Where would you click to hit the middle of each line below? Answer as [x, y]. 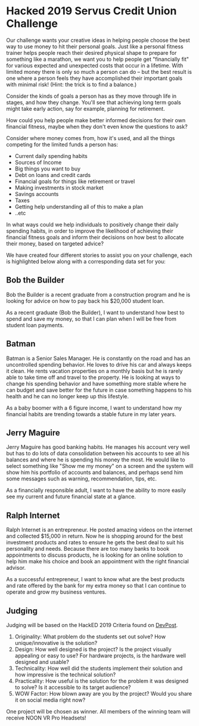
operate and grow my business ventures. [56, 592]
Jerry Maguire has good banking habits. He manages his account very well [98, 447]
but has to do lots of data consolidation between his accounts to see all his [98, 454]
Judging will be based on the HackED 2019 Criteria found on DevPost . [92, 625]
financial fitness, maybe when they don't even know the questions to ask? [97, 126]
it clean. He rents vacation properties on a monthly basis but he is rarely [94, 371]
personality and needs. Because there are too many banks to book [88, 549]
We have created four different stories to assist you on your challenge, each [99, 255]
